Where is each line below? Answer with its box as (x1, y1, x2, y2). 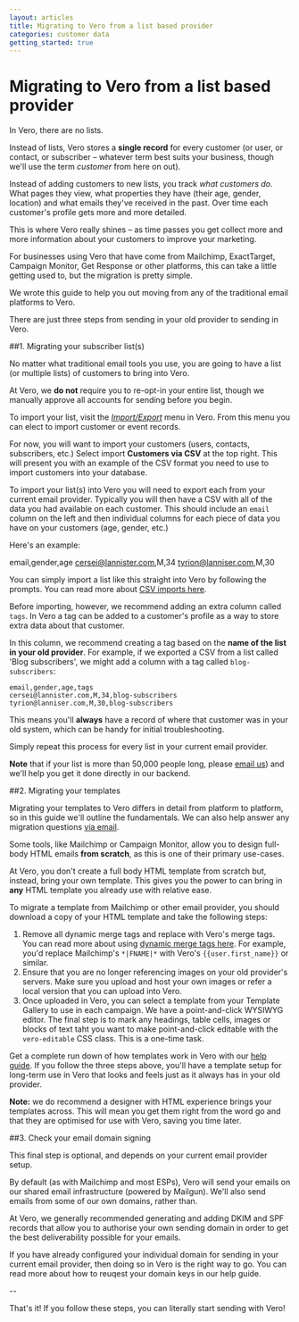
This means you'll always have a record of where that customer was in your (9, 715, 288, 725)
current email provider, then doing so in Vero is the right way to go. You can (9, 1259, 287, 1269)
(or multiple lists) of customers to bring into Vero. (9, 368, 190, 379)
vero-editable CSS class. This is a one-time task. (21, 1033, 204, 1044)
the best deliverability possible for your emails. (9, 1232, 181, 1243)
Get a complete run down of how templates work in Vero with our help (9, 1050, 268, 1061)
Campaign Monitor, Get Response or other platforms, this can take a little (9, 261, 277, 272)
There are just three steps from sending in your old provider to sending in (9, 314, 278, 325)
